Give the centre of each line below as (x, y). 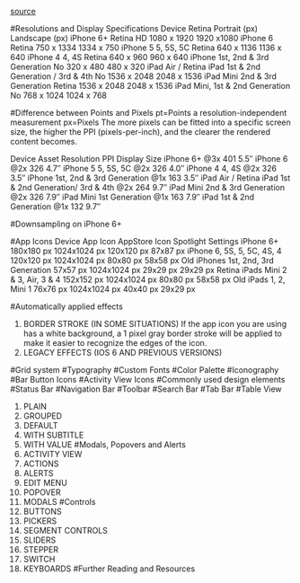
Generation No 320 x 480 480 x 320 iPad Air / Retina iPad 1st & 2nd (136, 66)
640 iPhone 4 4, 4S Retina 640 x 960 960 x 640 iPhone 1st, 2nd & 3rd (140, 57)
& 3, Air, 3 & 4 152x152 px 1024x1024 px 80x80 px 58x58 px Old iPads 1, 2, (148, 279)
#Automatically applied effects (67, 306)
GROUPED (42, 416)
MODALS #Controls (59, 502)
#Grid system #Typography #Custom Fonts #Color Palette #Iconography (145, 370)
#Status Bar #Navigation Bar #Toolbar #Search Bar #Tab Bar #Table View (146, 389)
